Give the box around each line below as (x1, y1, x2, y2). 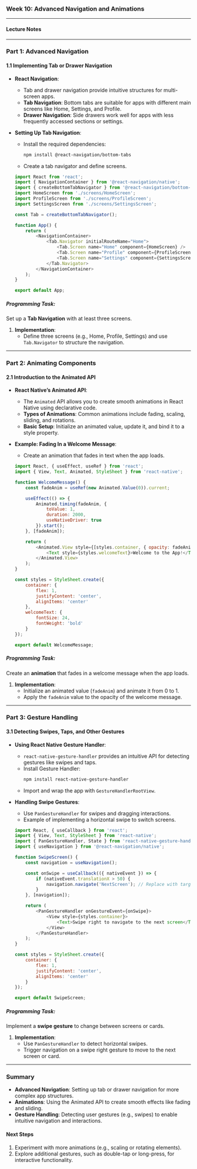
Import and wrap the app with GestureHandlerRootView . (23, 787, 156, 794)
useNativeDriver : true (46, 518, 102, 523)
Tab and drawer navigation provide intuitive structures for (23, 86, 162, 93)
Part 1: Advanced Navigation (6, 48, 89, 56)
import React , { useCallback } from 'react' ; (14, 827, 128, 833)
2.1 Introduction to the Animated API (6, 374, 96, 381)
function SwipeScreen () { (14, 854, 78, 861)
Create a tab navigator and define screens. (23, 162, 127, 169)
